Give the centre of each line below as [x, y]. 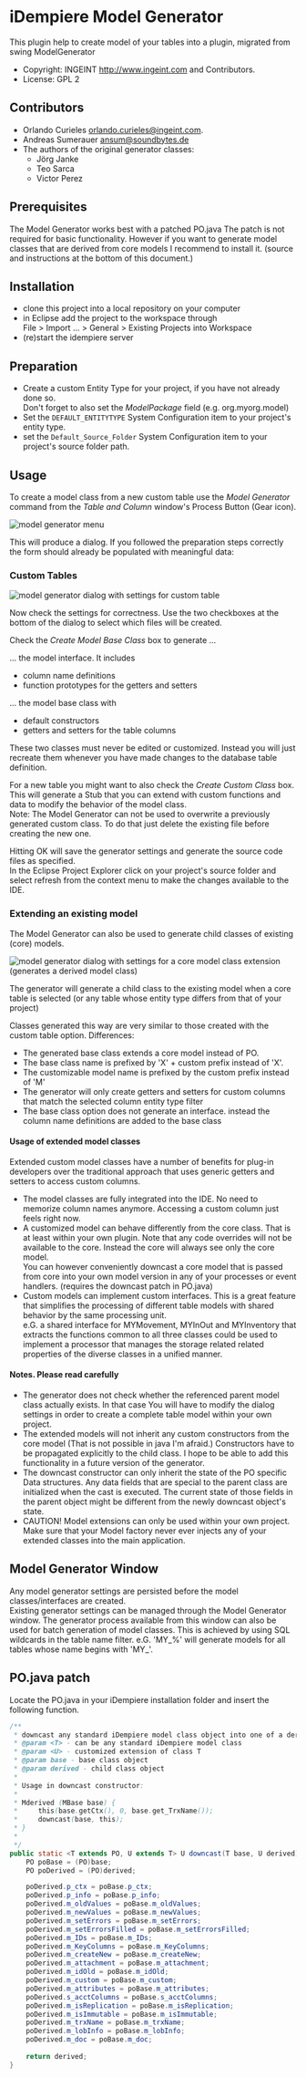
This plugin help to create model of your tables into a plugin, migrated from [150, 42]
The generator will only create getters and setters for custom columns [154, 1091]
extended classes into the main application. [104, 1540]
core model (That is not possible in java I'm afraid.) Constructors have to [158, 1444]
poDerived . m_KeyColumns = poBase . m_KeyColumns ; [117, 1946]
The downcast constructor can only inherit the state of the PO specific [154, 1472]
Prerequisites [48, 207]
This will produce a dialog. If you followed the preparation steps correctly [147, 542]
